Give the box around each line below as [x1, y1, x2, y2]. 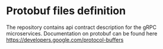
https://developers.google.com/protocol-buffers [6, 36, 124, 43]
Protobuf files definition [6, 4, 126, 18]
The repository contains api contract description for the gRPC [6, 24, 157, 31]
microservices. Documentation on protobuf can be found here [6, 30, 158, 37]
